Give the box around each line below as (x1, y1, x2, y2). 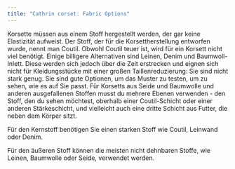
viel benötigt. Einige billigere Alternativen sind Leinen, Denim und (7, 52, 195, 60)
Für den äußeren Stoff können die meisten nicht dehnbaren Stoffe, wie (7, 146, 210, 154)
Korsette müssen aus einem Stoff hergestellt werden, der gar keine (7, 29, 201, 38)
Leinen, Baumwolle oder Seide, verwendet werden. (7, 154, 155, 162)
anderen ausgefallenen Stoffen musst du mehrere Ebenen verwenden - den (7, 89, 226, 97)
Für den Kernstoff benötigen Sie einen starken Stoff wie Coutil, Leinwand (7, 125, 218, 133)
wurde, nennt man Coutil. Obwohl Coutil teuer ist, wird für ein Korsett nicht (7, 44, 223, 53)
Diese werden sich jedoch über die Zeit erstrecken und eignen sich (25, 59, 219, 67)
